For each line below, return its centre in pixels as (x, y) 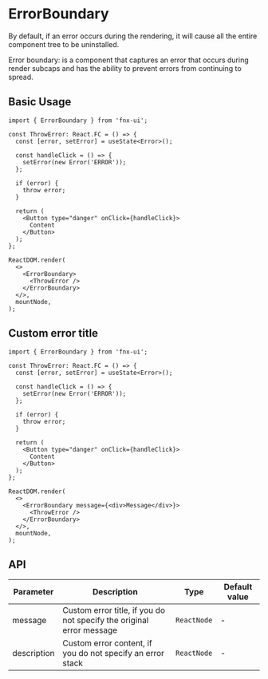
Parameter (33, 592)
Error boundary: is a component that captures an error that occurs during (128, 60)
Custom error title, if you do (114, 610)
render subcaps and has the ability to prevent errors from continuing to (125, 68)
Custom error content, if (108, 643)
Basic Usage (40, 102)
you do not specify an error (114, 653)
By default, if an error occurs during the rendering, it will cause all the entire (133, 36)
